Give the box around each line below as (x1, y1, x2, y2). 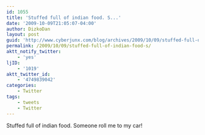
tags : (6, 94, 20, 100)
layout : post (6, 32, 40, 38)
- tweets (17, 99, 40, 105)
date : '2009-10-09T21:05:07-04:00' (6, 20, 97, 26)
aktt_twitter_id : (6, 71, 51, 77)
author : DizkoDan (6, 26, 51, 32)
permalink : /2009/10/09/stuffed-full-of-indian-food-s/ (6, 43, 151, 49)
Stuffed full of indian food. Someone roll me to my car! (6, 122, 143, 129)
